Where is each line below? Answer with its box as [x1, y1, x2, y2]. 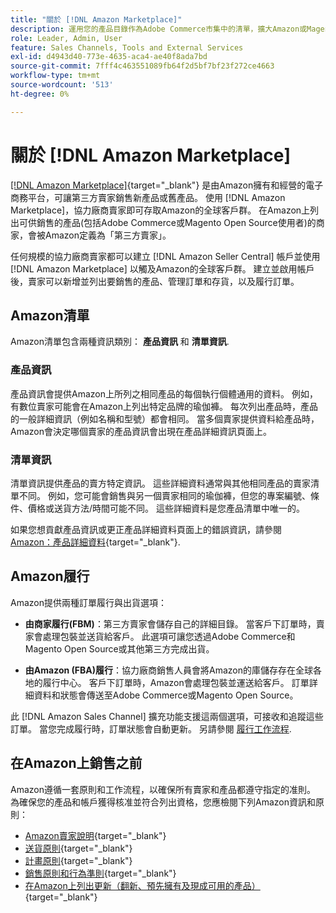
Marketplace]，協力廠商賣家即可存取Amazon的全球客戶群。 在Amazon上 [10, 204, 311, 216]
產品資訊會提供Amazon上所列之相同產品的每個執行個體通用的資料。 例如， [10, 387, 318, 400]
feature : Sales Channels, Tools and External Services [10, 42, 244, 53]
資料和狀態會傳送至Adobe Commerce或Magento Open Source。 [33, 689, 299, 701]
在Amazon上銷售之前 [10, 755, 143, 772]
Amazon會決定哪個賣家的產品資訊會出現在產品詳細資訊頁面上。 [10, 425, 272, 437]
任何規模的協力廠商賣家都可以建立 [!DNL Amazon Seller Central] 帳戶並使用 [10, 250, 321, 262]
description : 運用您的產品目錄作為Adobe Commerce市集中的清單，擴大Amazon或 [10, 24, 308, 34]
